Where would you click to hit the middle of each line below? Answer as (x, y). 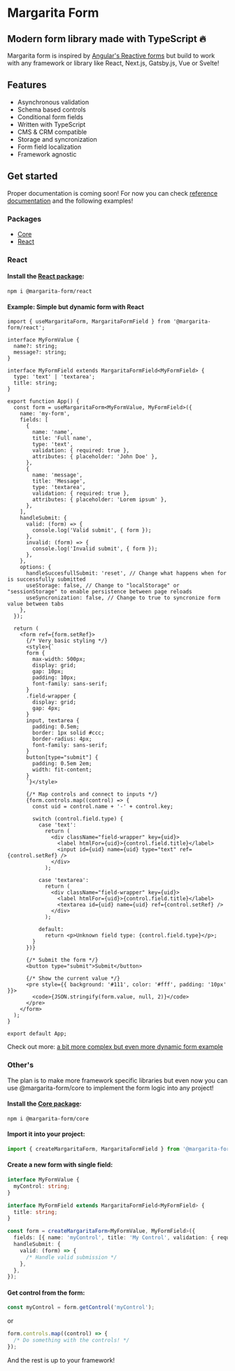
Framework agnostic (47, 154)
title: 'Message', (59, 481)
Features (27, 85)
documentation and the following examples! (70, 201)
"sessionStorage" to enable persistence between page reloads (100, 592)
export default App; (37, 1034)
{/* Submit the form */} (62, 960)
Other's (20, 1065)
